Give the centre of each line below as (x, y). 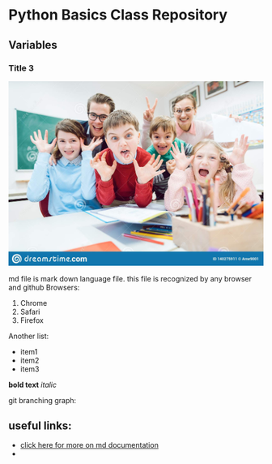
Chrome (34, 303)
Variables (33, 45)
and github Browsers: (44, 287)
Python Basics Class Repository (118, 15)
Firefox (32, 320)
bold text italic (33, 385)
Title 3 (21, 68)
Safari (30, 311)
